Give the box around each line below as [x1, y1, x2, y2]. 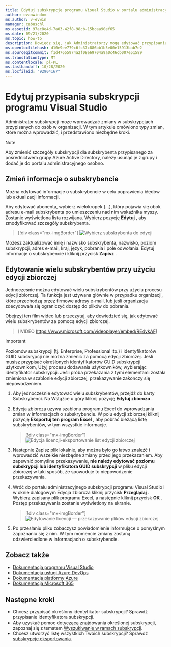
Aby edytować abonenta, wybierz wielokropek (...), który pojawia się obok [5, 203, 161, 209]
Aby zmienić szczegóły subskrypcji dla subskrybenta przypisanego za [5, 149, 153, 155]
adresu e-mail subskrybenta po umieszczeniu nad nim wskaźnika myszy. [5, 209, 159, 215]
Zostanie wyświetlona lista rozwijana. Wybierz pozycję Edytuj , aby [5, 214, 147, 221]
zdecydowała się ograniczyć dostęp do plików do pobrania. [5, 303, 130, 309]
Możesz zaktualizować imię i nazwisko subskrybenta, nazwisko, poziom [5, 239, 157, 246]
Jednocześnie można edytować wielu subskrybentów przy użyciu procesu [5, 286, 162, 293]
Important [5, 338, 26, 344]
